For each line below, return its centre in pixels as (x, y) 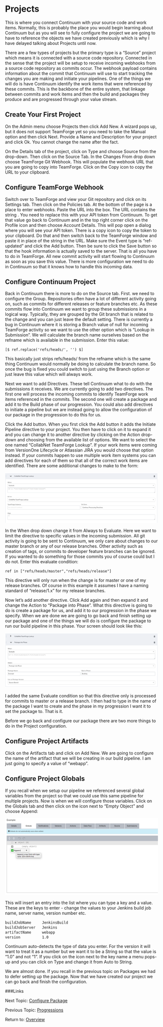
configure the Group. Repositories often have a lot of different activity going (81, 299)
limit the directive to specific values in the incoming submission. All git (75, 536)
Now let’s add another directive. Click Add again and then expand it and (77, 600)
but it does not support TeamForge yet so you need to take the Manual (75, 131)
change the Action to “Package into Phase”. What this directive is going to (79, 605)
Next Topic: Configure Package (36, 1001)
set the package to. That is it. (34, 711)
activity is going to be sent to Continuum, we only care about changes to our (81, 541)
